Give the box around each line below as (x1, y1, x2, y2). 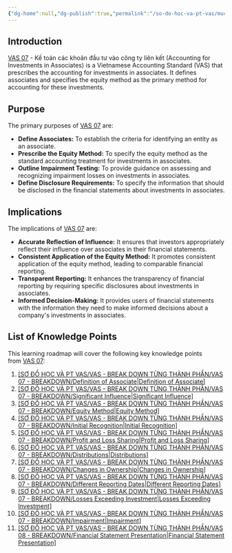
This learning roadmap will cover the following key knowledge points (8, 349, 202, 357)
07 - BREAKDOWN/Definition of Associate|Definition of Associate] (17, 377, 206, 385)
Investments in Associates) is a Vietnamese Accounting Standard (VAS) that (8, 61, 223, 70)
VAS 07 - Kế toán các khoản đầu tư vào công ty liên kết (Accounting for (8, 54, 211, 62)
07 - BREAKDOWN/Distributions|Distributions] (17, 450, 149, 459)
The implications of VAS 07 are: (8, 225, 97, 233)
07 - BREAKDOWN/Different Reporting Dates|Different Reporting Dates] (17, 480, 221, 488)
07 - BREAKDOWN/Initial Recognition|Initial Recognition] (17, 421, 178, 430)
